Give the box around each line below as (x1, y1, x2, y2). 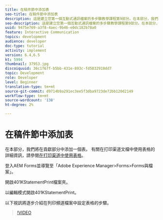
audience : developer (5, 39, 47, 44)
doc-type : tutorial (5, 43, 45, 48)
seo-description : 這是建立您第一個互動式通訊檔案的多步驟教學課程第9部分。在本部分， (5, 20, 160, 26)
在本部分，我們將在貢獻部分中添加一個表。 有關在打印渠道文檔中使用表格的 (5, 146, 155, 152)
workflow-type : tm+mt (5, 93, 49, 98)
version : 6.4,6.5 (5, 52, 40, 58)
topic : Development (5, 71, 45, 76)
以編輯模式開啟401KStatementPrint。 (5, 189, 79, 195)
